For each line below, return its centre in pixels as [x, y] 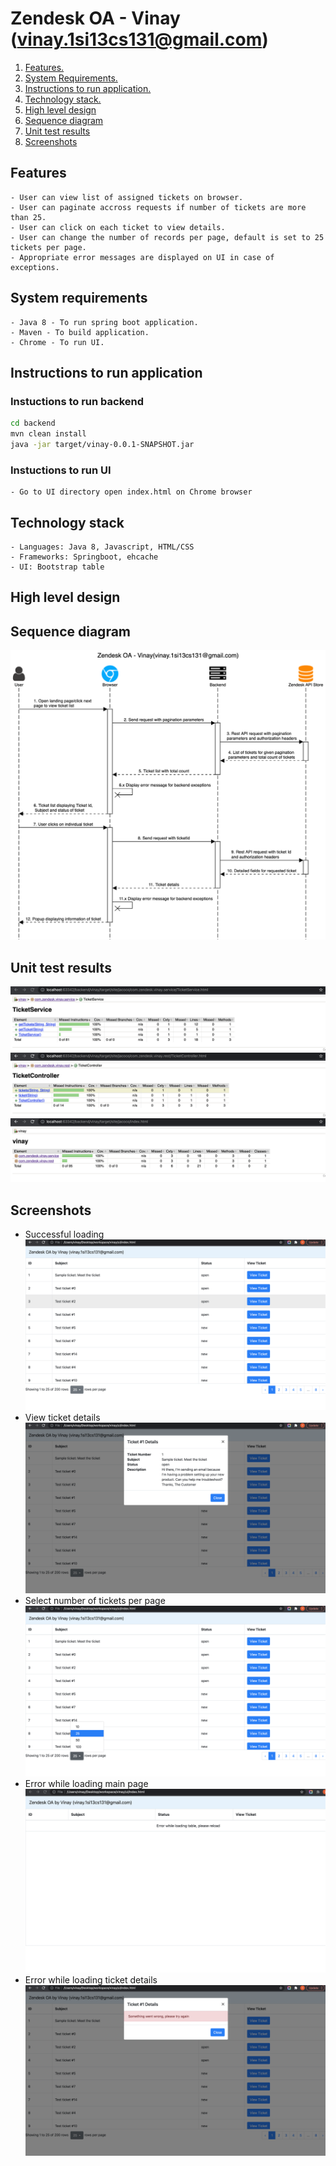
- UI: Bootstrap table [57, 567]
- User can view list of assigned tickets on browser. [127, 197]
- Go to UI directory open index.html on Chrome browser [131, 492]
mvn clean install [48, 434]
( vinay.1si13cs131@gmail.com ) [139, 39]
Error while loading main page [86, 1783]
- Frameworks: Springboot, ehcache [84, 557]
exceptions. [35, 267]
